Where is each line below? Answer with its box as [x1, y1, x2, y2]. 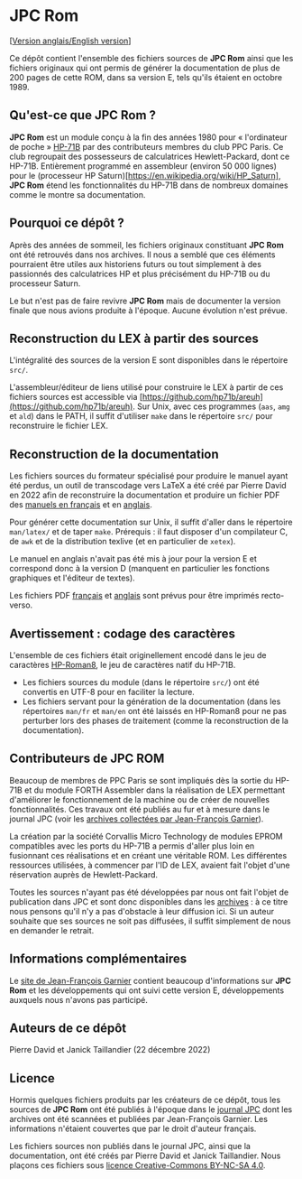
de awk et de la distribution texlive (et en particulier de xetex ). [9, 536, 236, 547]
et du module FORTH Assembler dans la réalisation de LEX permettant [23, 784, 286, 795]
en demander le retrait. [9, 924, 95, 935]
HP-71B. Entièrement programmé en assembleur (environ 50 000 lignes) [9, 160, 278, 172]
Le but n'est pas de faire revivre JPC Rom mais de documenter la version [9, 295, 281, 306]
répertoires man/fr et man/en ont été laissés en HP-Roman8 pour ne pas [22, 706, 287, 716]
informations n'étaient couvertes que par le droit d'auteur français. [9, 1123, 257, 1134]
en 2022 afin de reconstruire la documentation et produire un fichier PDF [9, 489, 280, 501]
